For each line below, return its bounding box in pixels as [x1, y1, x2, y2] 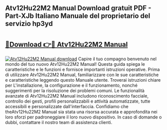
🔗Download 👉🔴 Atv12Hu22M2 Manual [5, 40, 128, 49]
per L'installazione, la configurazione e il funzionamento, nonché [5, 82, 138, 88]
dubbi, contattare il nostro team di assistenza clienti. [5, 120, 113, 125]
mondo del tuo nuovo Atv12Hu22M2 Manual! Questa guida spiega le [5, 61, 146, 67]
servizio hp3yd [5, 19, 53, 28]
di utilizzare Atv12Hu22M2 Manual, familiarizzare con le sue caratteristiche [5, 72, 159, 78]
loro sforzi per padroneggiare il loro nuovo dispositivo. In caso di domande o [5, 114, 162, 120]
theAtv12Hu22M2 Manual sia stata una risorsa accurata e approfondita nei [5, 109, 158, 115]
